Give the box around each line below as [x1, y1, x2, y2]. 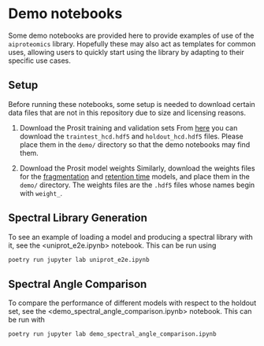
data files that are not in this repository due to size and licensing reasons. [8, 108, 247, 117]
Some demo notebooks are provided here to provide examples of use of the [8, 31, 255, 40]
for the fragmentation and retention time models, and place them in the [19, 171, 251, 181]
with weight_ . [19, 188, 63, 197]
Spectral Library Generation [8, 212, 148, 225]
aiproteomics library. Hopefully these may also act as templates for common [8, 39, 256, 48]
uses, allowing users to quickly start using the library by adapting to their [8, 47, 244, 57]
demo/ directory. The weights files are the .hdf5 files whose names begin [19, 180, 255, 190]
